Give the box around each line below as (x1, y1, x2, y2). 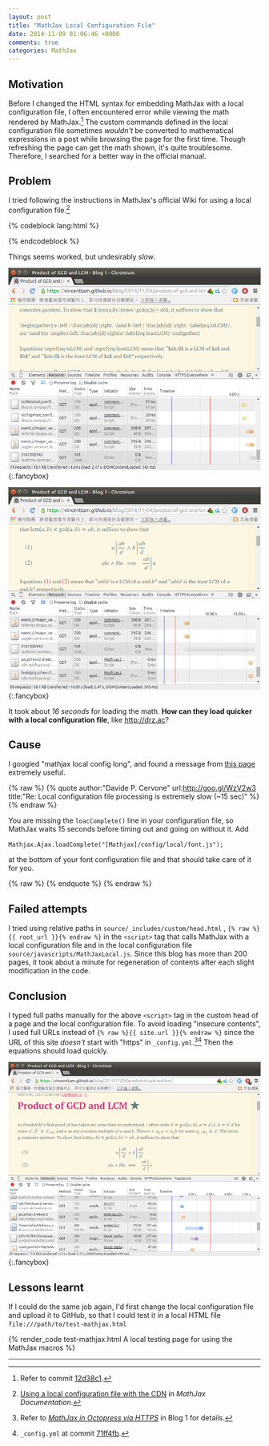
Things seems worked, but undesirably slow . (8, 252, 156, 262)
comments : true (8, 38, 59, 46)
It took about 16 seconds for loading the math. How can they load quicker (8, 706, 252, 716)
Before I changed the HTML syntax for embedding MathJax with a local (8, 99, 244, 108)
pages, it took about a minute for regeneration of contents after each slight (8, 957, 255, 967)
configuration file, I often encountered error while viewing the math (8, 107, 230, 116)
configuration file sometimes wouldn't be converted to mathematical (8, 125, 234, 135)
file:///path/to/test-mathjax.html (8, 1320, 127, 1328)
